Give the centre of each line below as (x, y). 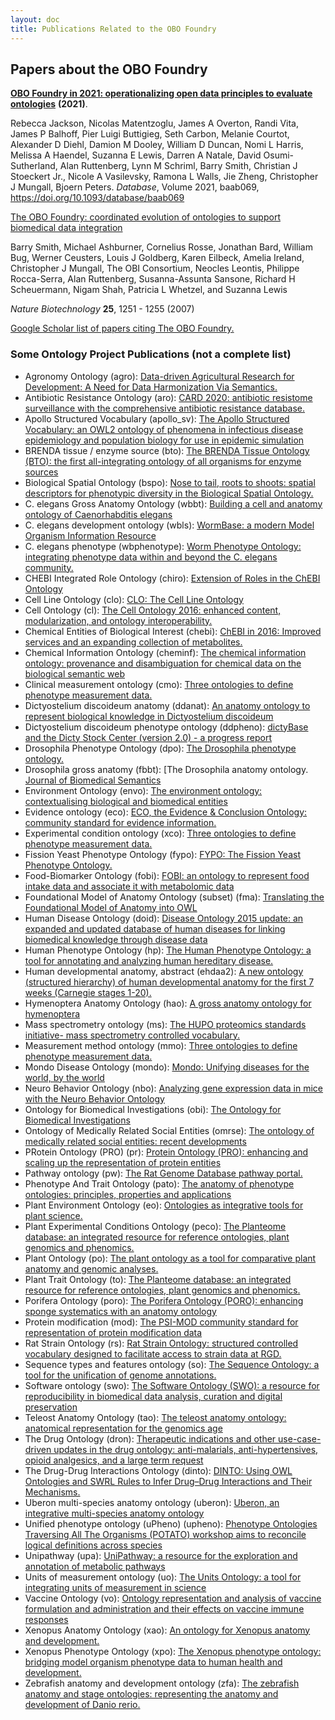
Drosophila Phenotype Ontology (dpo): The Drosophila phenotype (160, 748)
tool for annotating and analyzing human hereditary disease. (149, 960)
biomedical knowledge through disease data (116, 939)
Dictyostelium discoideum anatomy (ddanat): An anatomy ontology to (167, 705)
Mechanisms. (52, 1492)
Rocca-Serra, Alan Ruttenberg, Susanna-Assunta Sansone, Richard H (153, 279)
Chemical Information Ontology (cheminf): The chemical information (165, 652)
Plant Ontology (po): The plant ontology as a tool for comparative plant (170, 1258)
